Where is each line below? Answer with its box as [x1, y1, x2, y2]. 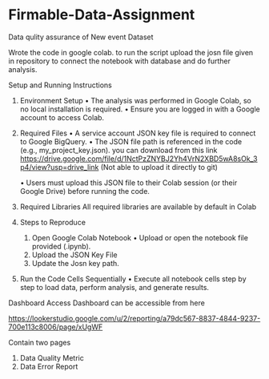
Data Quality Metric [19, 353, 84, 362]
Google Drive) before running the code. [19, 186, 151, 196]
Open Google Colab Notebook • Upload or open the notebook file [31, 232, 248, 242]
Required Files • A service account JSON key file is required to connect [19, 128, 256, 138]
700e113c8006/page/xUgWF [8, 322, 103, 332]
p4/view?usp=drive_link [19, 162, 99, 171]
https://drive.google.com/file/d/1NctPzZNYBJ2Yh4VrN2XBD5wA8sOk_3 [19, 154, 258, 163]
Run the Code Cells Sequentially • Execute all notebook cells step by [19, 274, 247, 284]
